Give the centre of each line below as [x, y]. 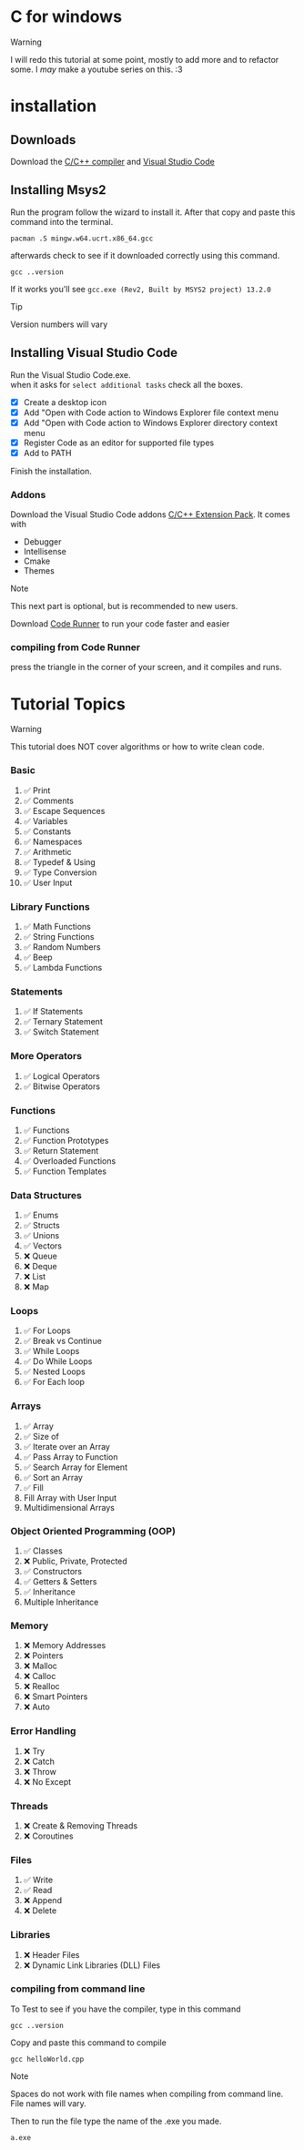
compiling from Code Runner [75, 647]
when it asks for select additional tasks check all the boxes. [127, 384]
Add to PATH [47, 453]
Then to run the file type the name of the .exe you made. [116, 2121]
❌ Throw [40, 1771]
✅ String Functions [59, 937]
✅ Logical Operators [62, 1075]
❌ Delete [40, 1911]
